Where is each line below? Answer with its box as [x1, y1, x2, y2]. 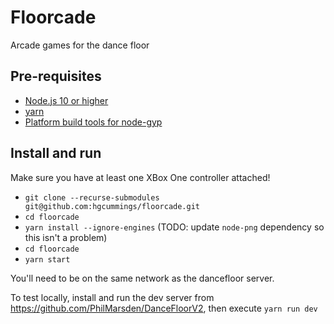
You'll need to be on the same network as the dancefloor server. [10, 272, 275, 284]
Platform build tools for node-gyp [24, 116, 163, 128]
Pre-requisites [10, 68, 102, 85]
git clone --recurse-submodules [24, 192, 160, 203]
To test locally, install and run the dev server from [10, 291, 215, 303]
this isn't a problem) [24, 231, 108, 243]
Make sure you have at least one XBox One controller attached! [10, 171, 271, 183]
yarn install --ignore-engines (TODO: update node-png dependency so [24, 221, 325, 233]
